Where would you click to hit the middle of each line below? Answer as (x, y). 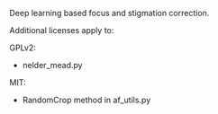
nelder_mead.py (52, 65)
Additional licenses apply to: (62, 30)
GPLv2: (23, 48)
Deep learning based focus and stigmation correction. (109, 13)
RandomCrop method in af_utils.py (86, 100)
